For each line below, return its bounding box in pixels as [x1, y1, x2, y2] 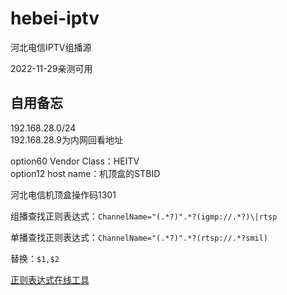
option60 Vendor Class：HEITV [10, 155, 140, 167]
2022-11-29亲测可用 [10, 62, 93, 74]
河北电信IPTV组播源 [10, 41, 92, 53]
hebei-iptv [10, 7, 100, 30]
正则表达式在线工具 [10, 273, 90, 286]
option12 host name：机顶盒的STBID [10, 167, 161, 179]
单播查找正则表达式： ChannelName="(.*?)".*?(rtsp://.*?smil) [10, 231, 269, 243]
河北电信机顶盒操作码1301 [10, 188, 117, 201]
